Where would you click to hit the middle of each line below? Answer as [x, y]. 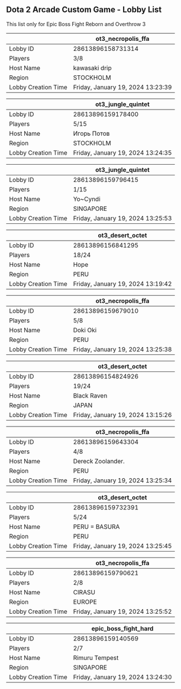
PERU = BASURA [96, 527]
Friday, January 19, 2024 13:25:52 [122, 611]
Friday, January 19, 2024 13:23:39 [122, 87]
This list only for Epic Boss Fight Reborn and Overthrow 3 [76, 24]
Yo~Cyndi [87, 199]
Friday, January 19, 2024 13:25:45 [122, 546]
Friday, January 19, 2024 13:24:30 [122, 677]
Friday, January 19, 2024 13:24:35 [122, 152]
